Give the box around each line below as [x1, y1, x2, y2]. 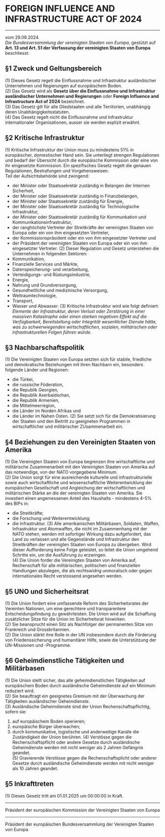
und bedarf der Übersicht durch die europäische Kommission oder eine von [5, 157, 158, 163]
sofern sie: [5, 708, 27, 715]
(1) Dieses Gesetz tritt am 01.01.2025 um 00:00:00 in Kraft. [5, 793, 124, 799]
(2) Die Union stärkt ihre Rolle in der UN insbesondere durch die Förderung [5, 632, 157, 637]
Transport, [12, 298, 33, 304]
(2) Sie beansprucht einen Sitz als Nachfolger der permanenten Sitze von [5, 622, 153, 627]
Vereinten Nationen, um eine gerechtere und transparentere [5, 606, 126, 611]
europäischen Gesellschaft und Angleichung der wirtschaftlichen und [5, 485, 145, 491]
